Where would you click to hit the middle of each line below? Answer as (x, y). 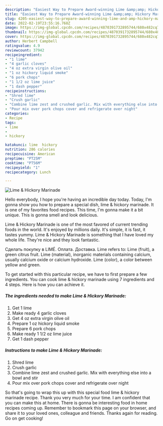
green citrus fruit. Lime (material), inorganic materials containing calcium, (78, 255)
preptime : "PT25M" (24, 159)
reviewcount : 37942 (25, 50)
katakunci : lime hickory (31, 145)
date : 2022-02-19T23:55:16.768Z (38, 23)
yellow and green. (23, 265)
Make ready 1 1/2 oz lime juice (42, 334)
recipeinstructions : (26, 91)
